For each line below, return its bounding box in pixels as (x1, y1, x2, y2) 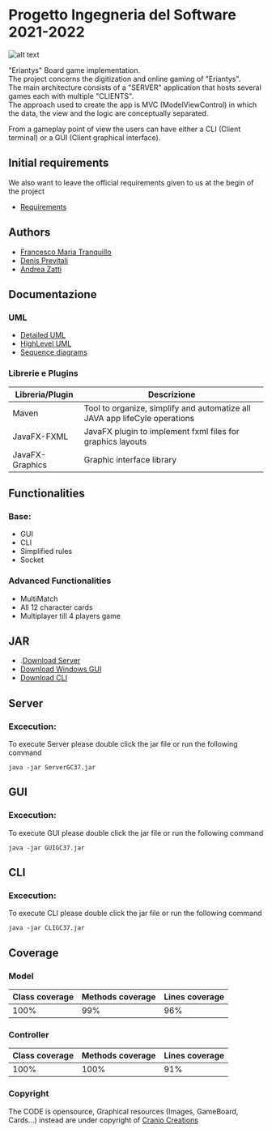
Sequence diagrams (19, 347, 87, 357)
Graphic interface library (83, 454, 176, 465)
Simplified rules (19, 547, 73, 556)
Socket (19, 555, 45, 564)
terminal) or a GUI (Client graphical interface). (8, 132, 161, 143)
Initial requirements (8, 156, 109, 170)
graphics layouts (83, 436, 147, 447)
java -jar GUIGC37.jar (8, 844, 85, 852)
